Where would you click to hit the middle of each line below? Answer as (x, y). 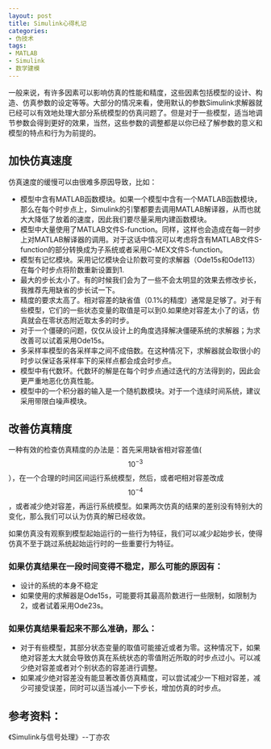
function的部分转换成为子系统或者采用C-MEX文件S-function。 (123, 249)
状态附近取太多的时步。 (94, 320)
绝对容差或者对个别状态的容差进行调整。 (94, 668)
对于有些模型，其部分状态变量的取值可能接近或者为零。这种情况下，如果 (140, 648)
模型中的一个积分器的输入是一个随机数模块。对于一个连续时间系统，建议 (140, 391)
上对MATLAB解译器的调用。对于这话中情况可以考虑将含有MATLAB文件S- (141, 239)
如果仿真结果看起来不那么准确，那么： (83, 629)
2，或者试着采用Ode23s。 (64, 605)
